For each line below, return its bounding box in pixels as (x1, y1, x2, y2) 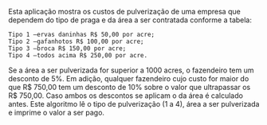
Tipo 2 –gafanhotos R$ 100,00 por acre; (8, 37, 145, 45)
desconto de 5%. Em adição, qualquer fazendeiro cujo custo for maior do (8, 74, 249, 83)
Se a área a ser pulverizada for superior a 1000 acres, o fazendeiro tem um (8, 65, 254, 75)
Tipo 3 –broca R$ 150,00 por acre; (8, 45, 127, 53)
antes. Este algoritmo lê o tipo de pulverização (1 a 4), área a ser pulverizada (8, 100, 260, 108)
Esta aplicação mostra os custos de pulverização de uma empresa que (8, 7, 241, 16)
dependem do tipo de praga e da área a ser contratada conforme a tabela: (8, 15, 253, 25)
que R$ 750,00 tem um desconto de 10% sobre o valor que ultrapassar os (8, 83, 251, 92)
